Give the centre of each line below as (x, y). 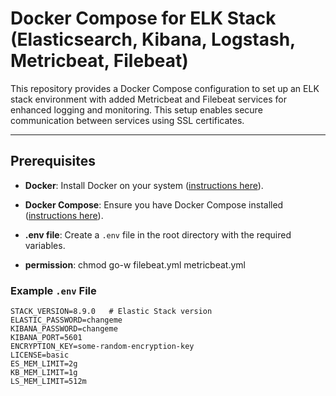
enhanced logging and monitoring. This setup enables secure (136, 109)
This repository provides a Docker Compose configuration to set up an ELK (165, 88)
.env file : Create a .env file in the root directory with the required (158, 234)
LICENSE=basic (40, 355)
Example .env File (53, 290)
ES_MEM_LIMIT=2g (44, 364)
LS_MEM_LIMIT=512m (48, 382)
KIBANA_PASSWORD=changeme (64, 329)
